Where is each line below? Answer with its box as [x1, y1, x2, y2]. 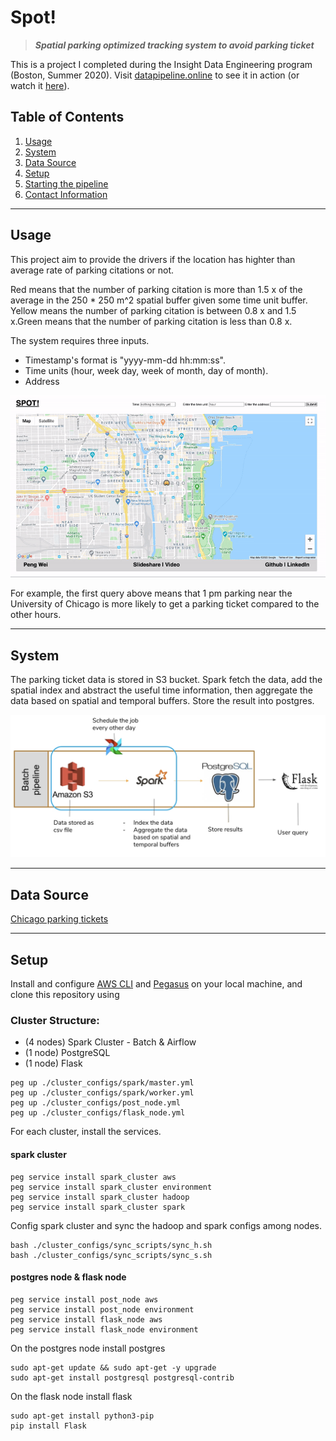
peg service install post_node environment [10, 1304, 195, 1315]
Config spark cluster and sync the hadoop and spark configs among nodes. [10, 1219, 323, 1231]
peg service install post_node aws [10, 1294, 159, 1305]
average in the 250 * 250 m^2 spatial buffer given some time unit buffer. [10, 294, 308, 306]
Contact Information [24, 188, 108, 200]
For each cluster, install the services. [10, 1126, 162, 1138]
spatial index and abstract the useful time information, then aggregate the [10, 684, 313, 696]
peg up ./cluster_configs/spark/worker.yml [10, 1088, 195, 1098]
